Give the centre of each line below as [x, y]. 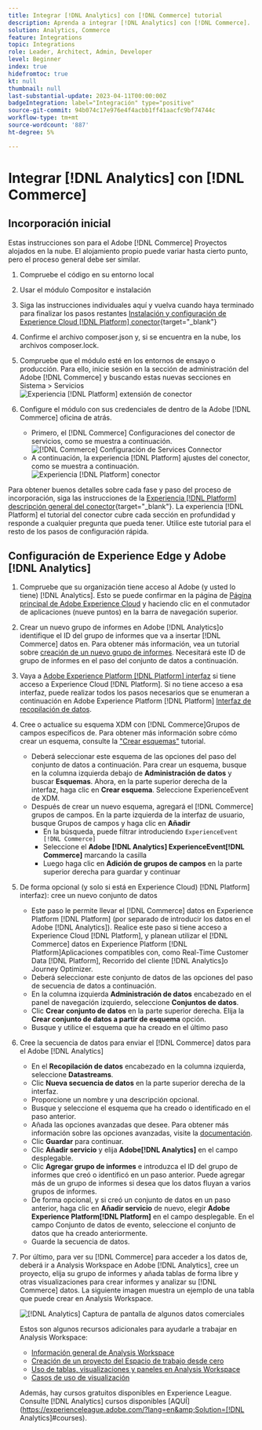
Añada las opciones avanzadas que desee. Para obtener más [130, 1125]
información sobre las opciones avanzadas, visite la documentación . [142, 1133]
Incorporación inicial [60, 224]
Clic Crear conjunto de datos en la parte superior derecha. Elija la [138, 1011]
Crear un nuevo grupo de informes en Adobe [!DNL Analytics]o [121, 627]
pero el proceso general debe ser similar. [75, 259]
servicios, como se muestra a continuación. [102, 441]
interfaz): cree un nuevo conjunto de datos [89, 896]
